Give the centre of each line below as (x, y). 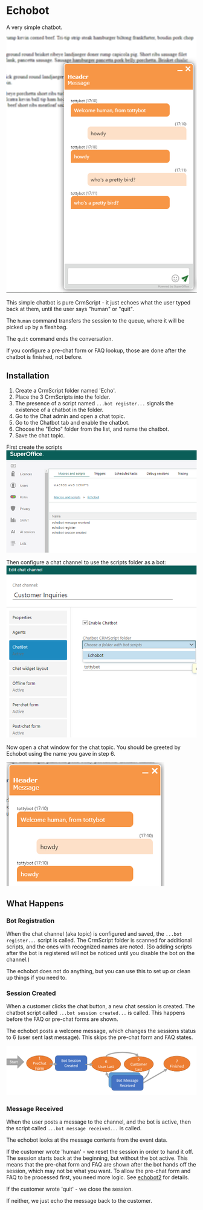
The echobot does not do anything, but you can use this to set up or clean (98, 971)
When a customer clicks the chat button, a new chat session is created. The (101, 1006)
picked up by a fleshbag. (37, 327)
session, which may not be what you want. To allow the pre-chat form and (98, 1171)
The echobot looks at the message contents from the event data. (87, 1140)
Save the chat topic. (40, 435)
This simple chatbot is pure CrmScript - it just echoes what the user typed (98, 302)
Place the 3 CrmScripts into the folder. (63, 397)
